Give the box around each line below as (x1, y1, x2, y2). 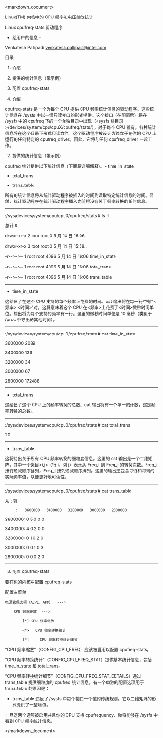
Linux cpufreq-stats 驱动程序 (5, 24, 63, 30)
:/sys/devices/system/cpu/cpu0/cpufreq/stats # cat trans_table (5, 488, 132, 494)
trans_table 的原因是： (5, 686, 50, 691)
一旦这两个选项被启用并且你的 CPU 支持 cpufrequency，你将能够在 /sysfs (5, 712, 153, 718)
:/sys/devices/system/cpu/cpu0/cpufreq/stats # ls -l (5, 213, 110, 218)
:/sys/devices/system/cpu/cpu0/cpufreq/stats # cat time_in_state (5, 331, 136, 336)
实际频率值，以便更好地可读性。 (5, 474, 69, 480)
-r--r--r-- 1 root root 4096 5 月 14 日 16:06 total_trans (5, 264, 111, 269)
